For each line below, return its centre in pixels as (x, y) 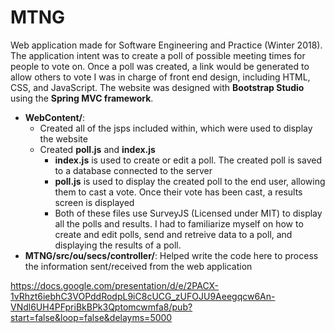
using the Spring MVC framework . (82, 98)
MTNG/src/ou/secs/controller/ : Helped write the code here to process (171, 255)
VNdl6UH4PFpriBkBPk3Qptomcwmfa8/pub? (101, 307)
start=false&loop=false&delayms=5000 (91, 317)
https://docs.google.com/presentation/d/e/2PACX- (115, 285)
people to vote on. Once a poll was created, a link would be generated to (160, 66)
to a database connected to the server (133, 170)
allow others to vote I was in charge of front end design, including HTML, (160, 77)
